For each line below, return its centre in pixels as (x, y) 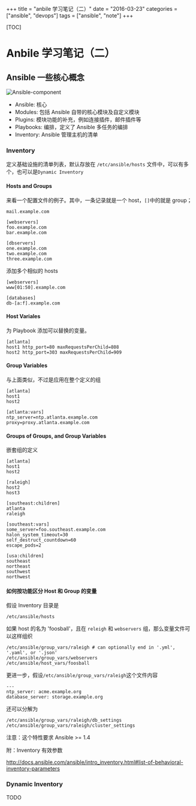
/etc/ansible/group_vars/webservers (52, 658)
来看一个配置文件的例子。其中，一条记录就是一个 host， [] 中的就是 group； (99, 200)
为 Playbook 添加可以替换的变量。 (48, 330)
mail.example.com (28, 211)
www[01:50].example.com (36, 287)
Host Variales (23, 317)
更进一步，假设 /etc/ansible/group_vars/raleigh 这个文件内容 (82, 675)
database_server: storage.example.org (55, 697)
